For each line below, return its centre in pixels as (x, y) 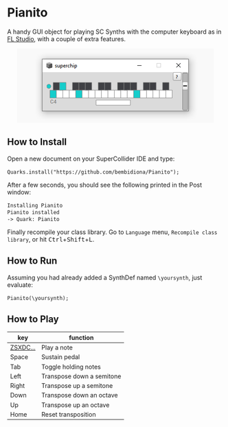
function (81, 337)
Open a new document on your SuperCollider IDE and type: (91, 159)
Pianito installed (33, 212)
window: (19, 192)
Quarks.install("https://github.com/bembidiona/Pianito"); (93, 172)
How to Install (37, 142)
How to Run (32, 261)
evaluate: (20, 285)
